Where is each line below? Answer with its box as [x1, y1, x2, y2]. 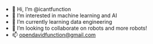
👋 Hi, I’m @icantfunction [11, 6, 71, 12]
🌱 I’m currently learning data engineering [11, 18, 113, 25]
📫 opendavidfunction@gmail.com [11, 32, 96, 38]
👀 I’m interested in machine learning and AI [11, 12, 117, 19]
